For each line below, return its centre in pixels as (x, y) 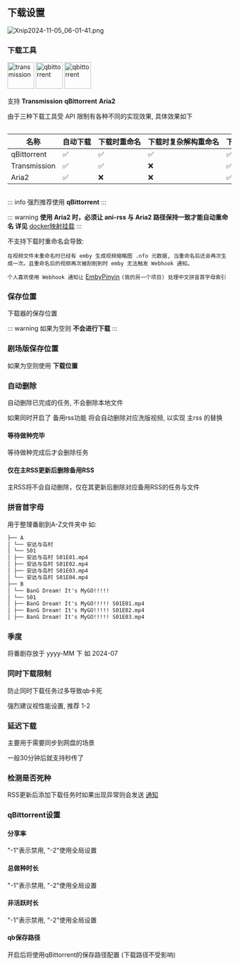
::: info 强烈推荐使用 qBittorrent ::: (57, 202)
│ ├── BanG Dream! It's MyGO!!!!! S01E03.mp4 (76, 617)
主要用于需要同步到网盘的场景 (51, 743)
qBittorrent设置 (34, 815)
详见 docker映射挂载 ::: (49, 226)
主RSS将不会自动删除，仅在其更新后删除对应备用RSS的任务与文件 (103, 487)
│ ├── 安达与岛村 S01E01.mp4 (48, 558)
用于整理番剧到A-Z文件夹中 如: (52, 524)
